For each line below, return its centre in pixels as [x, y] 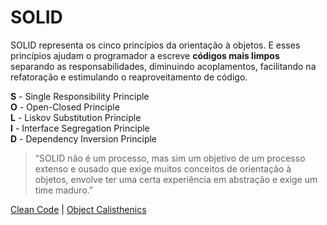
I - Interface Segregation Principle [80, 128]
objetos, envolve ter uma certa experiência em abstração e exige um [176, 179]
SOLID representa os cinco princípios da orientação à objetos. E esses [155, 45]
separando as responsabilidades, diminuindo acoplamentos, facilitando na [163, 66]
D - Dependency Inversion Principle [84, 138]
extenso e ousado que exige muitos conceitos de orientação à [163, 168]
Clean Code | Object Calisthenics [78, 209]
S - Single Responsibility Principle [80, 96]
